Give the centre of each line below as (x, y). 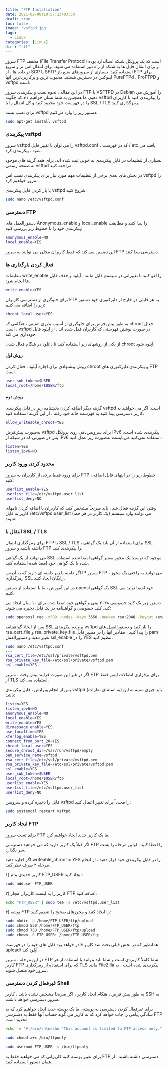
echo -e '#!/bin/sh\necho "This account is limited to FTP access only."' (85, 1029)
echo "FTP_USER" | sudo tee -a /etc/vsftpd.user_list (63, 902)
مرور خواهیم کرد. (22, 180)
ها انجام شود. (18, 281)
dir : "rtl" (18, 47)
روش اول (14, 355)
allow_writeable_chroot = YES (35, 422)
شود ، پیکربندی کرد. (24, 150)
